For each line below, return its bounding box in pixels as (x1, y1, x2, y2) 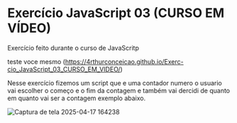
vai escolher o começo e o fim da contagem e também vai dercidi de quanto (7, 86, 231, 95)
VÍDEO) (7, 20, 52, 36)
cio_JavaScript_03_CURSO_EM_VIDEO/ (7, 65, 121, 73)
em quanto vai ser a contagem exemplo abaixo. (7, 94, 146, 102)
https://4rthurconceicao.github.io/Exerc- (65, 57, 184, 65)
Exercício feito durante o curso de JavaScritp (7, 43, 140, 52)
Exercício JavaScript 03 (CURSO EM (7, 5, 225, 21)
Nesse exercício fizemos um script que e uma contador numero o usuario (7, 78, 222, 87)
